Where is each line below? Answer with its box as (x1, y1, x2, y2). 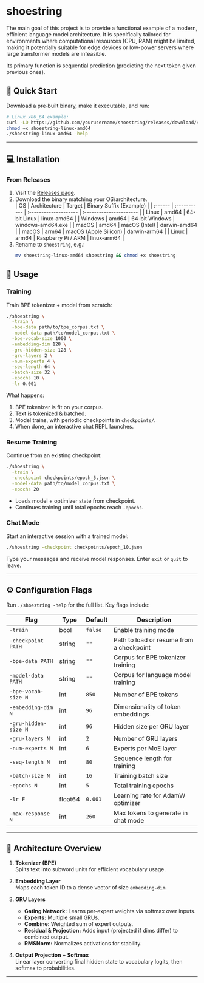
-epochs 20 (12, 486, 39, 492)
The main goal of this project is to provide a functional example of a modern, (6, 24, 198, 32)
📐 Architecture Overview (6, 843, 102, 854)
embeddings (113, 710, 150, 718)
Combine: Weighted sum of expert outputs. (24, 920, 134, 928)
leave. (6, 562, 22, 569)
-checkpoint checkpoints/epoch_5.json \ (12, 475, 115, 481)
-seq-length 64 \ (12, 364, 56, 370)
